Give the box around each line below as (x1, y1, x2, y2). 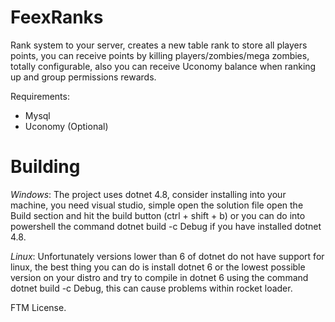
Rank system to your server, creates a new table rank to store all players (10, 39, 308, 51)
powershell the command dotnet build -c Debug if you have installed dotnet (10, 220, 322, 232)
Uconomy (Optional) (24, 120, 109, 132)
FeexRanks (10, 6, 104, 29)
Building (10, 156, 81, 178)
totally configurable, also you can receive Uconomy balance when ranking (10, 60, 317, 72)
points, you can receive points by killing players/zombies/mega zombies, (10, 49, 310, 61)
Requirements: (10, 90, 70, 102)
